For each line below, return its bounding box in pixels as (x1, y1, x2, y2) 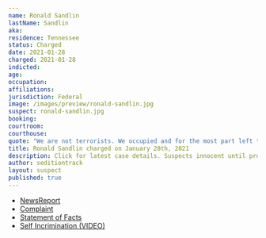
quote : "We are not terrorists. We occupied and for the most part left (8, 136, 253, 145)
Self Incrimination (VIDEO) (19, 221, 105, 230)
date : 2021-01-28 (8, 48, 66, 56)
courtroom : (8, 122, 44, 130)
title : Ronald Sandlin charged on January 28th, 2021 (8, 144, 190, 152)
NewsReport (19, 195, 61, 205)
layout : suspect (8, 167, 62, 175)
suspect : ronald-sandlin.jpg (8, 108, 104, 116)
